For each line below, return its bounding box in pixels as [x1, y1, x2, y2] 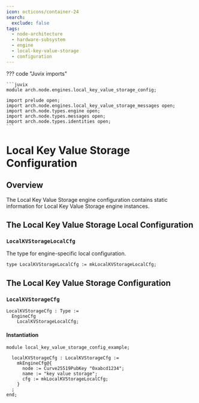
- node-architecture [11, 31, 63, 37]
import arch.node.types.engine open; [6, 108, 101, 114]
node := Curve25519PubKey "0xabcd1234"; [22, 366, 125, 372]
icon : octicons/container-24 [6, 8, 79, 15]
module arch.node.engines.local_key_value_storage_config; [6, 86, 157, 93]
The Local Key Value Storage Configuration [6, 277, 171, 288]
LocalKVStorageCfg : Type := [6, 308, 79, 314]
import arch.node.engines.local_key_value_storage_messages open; [6, 103, 176, 109]
